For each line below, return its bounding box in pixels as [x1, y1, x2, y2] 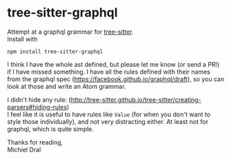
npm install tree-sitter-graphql [7, 48, 103, 55]
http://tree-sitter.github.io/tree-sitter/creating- [70, 95, 201, 104]
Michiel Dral [7, 145, 41, 153]
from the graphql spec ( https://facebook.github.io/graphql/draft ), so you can [7, 74, 225, 83]
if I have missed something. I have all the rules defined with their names [7, 67, 210, 76]
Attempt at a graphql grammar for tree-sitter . [7, 28, 134, 36]
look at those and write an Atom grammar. [7, 82, 126, 90]
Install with [7, 34, 38, 43]
